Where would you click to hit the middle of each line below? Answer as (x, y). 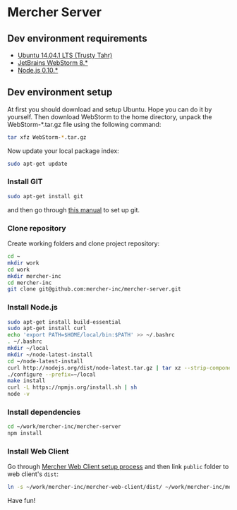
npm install (25, 433)
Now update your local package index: (63, 151)
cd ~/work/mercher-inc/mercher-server (64, 427)
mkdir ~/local (28, 348)
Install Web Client (38, 451)
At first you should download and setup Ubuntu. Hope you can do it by (110, 109)
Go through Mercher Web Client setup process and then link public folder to (118, 467)
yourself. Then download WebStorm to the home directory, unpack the (110, 116)
